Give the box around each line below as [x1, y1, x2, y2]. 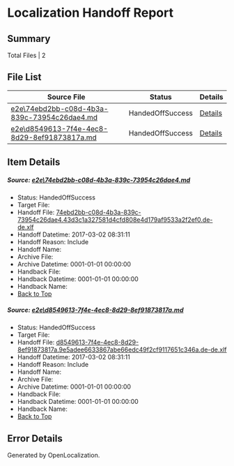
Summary [7, 33, 51, 45]
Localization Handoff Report [7, 5, 174, 21]
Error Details [7, 433, 63, 444]
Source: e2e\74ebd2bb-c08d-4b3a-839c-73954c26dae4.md [7, 176, 190, 184]
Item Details [7, 156, 61, 168]
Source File [47, 92, 86, 102]
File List [7, 71, 42, 83]
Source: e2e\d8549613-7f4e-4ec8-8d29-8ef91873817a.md [7, 306, 184, 314]
